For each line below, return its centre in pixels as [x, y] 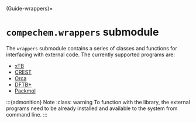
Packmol [25, 91]
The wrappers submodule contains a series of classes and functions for [92, 48]
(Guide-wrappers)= [30, 8]
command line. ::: [27, 114]
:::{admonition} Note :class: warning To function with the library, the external [98, 102]
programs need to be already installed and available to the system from [92, 108]
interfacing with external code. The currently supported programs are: [91, 54]
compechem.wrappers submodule [82, 32]
